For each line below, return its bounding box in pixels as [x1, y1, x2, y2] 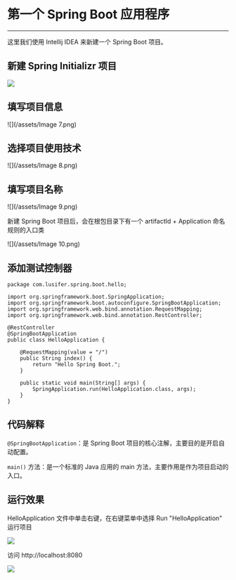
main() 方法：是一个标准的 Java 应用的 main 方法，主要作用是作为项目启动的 [7, 462, 229, 471]
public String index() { [20, 355, 93, 362]
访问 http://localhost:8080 [7, 550, 83, 559]
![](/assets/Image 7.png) [7, 120, 77, 129]
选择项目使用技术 [7, 142, 81, 154]
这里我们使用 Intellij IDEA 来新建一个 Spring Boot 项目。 [7, 37, 167, 46]
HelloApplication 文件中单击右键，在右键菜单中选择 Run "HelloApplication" [7, 514, 223, 522]
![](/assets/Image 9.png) [7, 202, 78, 211]
